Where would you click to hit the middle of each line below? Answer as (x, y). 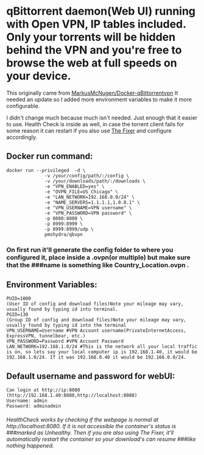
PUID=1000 (19, 299)
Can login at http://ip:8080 (43, 390)
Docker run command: (50, 156)
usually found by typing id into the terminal (66, 325)
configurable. (23, 106)
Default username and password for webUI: (91, 376)
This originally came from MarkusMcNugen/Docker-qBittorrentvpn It (92, 93)
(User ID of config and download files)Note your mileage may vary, (95, 304)
